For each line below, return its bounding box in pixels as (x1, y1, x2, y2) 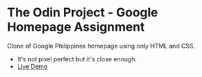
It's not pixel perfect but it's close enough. (16, 55, 137, 63)
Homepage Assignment (7, 19, 146, 35)
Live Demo (16, 62, 48, 70)
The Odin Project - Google (7, 5, 159, 20)
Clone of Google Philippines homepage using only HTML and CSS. (7, 42, 196, 50)
